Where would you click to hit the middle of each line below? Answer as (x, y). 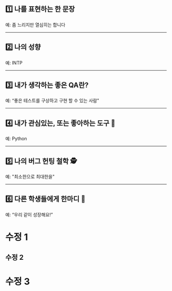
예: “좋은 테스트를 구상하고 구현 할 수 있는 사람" (52, 101)
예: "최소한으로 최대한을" (30, 177)
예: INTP (14, 62)
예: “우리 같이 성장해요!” (29, 214)
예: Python (16, 139)
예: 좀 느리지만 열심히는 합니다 (35, 25)
